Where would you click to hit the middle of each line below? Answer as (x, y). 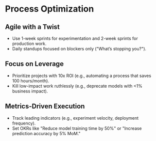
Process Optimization (50, 9)
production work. (29, 44)
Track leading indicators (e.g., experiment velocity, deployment (75, 118)
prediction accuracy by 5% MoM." (46, 133)
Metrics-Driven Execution (45, 106)
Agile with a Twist (32, 27)
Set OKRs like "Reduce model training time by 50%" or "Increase (77, 128)
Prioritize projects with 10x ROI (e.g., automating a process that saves (82, 76)
